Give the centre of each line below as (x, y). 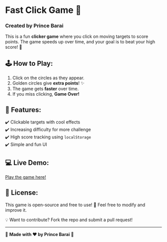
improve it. (16, 210)
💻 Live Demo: (27, 163)
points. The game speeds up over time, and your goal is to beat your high (80, 42)
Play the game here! (26, 177)
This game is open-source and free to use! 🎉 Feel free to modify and (75, 205)
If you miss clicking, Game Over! (46, 94)
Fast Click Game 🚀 (43, 10)
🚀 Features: (23, 110)
